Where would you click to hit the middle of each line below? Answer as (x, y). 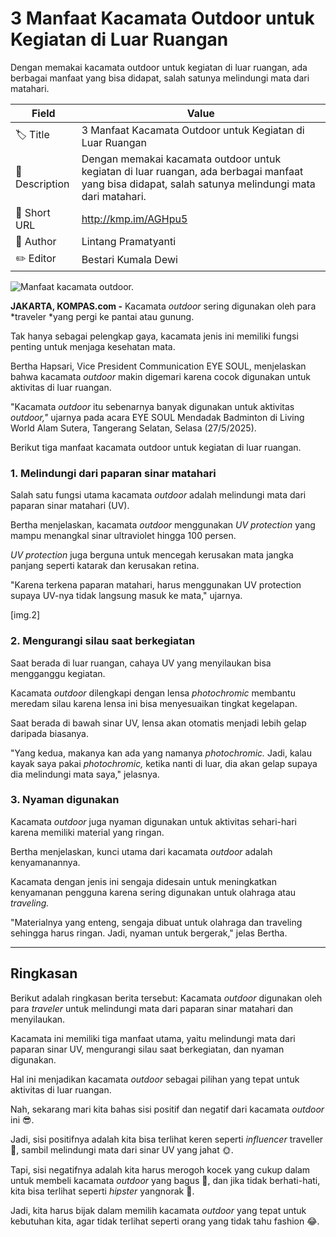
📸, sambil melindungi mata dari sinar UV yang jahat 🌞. (122, 1149)
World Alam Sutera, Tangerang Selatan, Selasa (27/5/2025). (133, 428)
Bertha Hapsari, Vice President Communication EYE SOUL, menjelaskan (158, 366)
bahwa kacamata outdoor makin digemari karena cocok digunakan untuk (160, 376)
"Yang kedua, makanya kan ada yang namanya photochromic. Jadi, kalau (161, 753)
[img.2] (25, 615)
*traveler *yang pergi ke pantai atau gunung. (102, 316)
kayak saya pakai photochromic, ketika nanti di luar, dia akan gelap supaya (164, 763)
